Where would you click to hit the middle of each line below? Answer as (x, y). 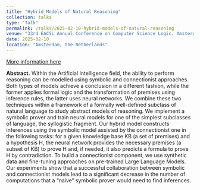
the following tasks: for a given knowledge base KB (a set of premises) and (98, 136)
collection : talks (29, 17)
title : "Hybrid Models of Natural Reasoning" (63, 12)
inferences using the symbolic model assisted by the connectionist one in (96, 130)
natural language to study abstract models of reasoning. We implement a (96, 111)
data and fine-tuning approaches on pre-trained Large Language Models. (96, 161)
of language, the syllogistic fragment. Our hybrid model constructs (88, 123)
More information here (34, 61)
